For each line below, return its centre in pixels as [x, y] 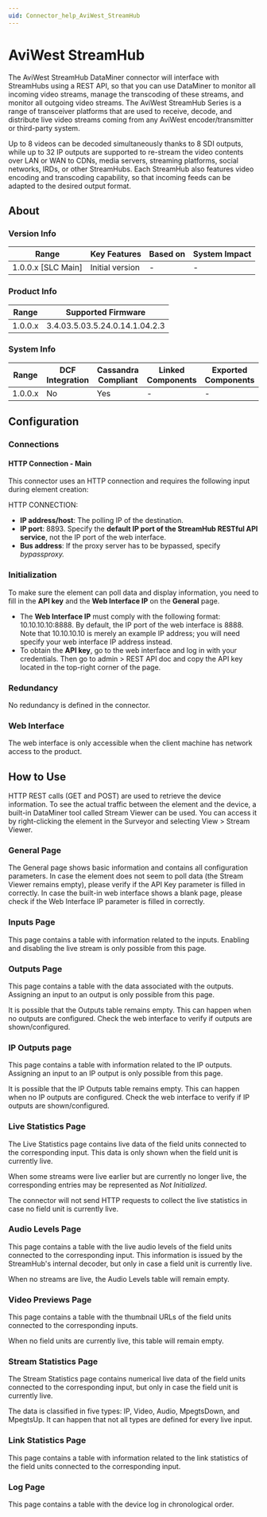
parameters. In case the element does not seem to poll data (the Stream [126, 876]
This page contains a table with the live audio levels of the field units [120, 1246]
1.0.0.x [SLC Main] [48, 268]
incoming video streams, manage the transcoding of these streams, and [126, 94]
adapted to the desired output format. [70, 186]
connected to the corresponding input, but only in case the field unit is [123, 1387]
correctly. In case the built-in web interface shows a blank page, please [125, 893]
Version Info [33, 234]
